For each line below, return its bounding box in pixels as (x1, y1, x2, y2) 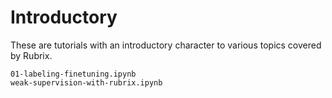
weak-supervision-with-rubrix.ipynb (10, 77, 163, 88)
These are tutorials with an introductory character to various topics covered (10, 39, 322, 51)
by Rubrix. (10, 49, 53, 61)
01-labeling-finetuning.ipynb (10, 69, 137, 79)
